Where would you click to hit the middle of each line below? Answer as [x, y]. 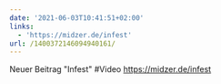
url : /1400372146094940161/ [63, 43]
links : [22, 26]
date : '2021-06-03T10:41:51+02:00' [77, 18]
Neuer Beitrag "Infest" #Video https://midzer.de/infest [110, 69]
